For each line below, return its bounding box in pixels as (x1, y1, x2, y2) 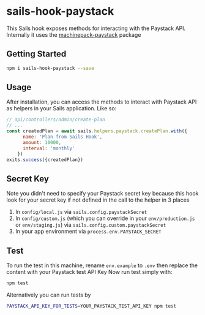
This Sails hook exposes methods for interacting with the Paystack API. (6, 25, 186, 32)
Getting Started (6, 49, 67, 59)
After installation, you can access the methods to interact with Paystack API (6, 98, 197, 105)
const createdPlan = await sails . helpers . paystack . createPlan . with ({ (6, 128, 188, 134)
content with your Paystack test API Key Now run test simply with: (6, 268, 173, 276)
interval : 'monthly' (22, 145, 75, 151)
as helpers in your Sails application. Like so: (6, 105, 117, 112)
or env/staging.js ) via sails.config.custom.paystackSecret (15, 221, 166, 229)
